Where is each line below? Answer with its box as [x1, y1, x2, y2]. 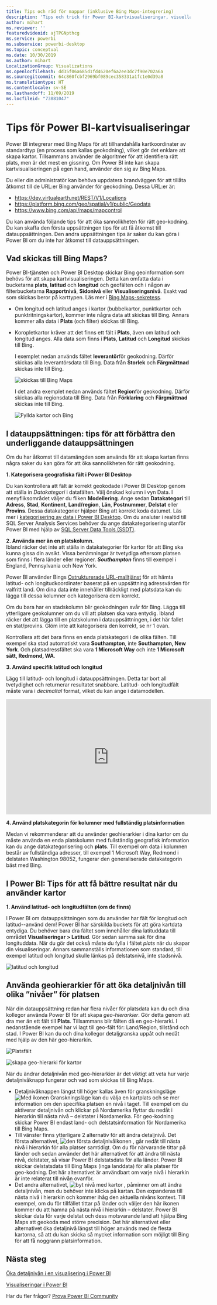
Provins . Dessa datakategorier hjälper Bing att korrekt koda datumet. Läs [6, 507, 182, 514]
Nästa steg [6, 1254, 47, 1264]
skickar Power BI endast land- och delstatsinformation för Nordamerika [14, 1119, 186, 1126]
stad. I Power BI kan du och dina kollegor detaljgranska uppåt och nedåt [6, 1030, 180, 1037]
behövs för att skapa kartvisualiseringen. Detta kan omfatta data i [6, 275, 164, 282]
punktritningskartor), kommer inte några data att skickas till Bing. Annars [14, 312, 190, 319]
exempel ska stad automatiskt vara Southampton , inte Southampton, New [6, 640, 186, 647]
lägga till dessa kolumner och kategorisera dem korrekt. [6, 592, 140, 599]
